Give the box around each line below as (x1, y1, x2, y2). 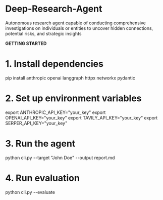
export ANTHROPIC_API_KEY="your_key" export (5, 109, 106, 115)
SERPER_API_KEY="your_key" (5, 120, 68, 126)
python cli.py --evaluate (5, 189, 56, 195)
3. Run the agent (5, 138, 76, 149)
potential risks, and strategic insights (5, 30, 82, 36)
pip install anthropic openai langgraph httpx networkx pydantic (5, 74, 135, 81)
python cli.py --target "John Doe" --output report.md (5, 154, 115, 161)
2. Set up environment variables (5, 93, 142, 104)
